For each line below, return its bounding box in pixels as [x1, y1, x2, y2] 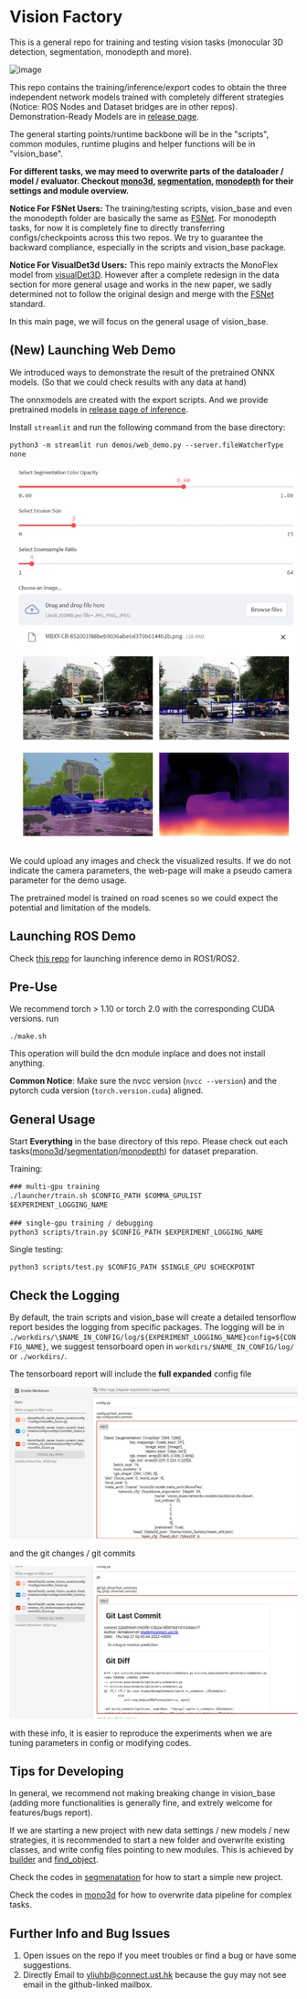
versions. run [9, 1013, 59, 1025]
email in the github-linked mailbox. [22, 1979, 153, 1990]
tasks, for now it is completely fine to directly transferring [9, 222, 226, 233]
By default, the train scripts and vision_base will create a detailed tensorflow [9, 1312, 297, 1323]
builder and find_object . [9, 1854, 99, 1866]
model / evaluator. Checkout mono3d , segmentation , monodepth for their [9, 175, 294, 186]
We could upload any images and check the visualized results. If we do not [9, 855, 291, 866]
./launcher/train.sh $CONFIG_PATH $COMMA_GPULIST [9, 1191, 203, 1201]
